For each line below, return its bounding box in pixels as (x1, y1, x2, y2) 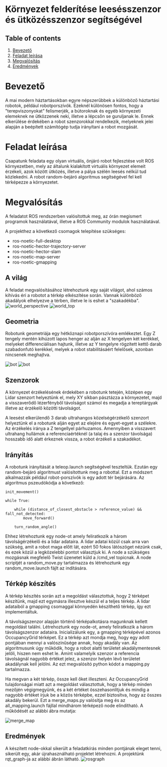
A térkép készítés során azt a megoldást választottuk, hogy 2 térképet (5, 592, 149, 598)
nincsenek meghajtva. (5, 351, 51, 358)
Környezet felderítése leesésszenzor (5, 3, 161, 15)
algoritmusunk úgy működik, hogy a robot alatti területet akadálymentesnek (5, 645, 161, 651)
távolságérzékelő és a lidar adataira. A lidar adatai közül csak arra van (5, 538, 149, 544)
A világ (5, 273, 27, 282)
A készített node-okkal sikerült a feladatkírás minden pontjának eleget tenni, (5, 745, 162, 751)
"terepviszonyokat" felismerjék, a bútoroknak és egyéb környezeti (5, 107, 141, 113)
